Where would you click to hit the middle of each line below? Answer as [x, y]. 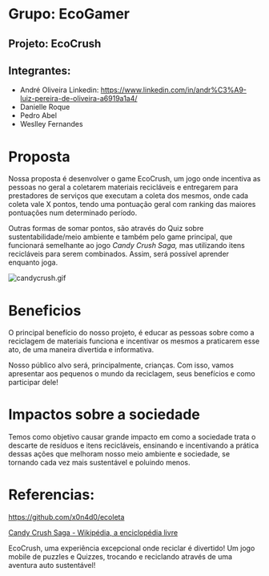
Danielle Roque [45, 107]
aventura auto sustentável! [52, 566]
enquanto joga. [33, 262]
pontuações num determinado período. [73, 213]
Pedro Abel [38, 116]
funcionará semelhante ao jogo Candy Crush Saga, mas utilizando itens [127, 245]
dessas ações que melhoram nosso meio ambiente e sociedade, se [119, 454]
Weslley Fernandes [51, 124]
